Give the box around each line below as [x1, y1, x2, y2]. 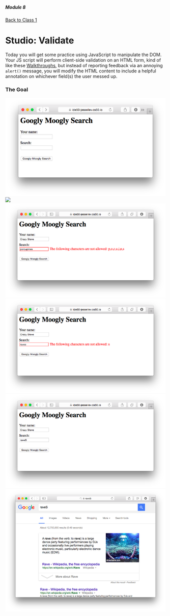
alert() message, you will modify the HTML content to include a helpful [5, 68, 157, 74]
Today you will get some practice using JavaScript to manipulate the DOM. [5, 51, 162, 58]
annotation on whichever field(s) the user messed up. [5, 73, 118, 79]
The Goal [5, 86, 29, 93]
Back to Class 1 [5, 17, 37, 23]
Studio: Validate [5, 35, 74, 46]
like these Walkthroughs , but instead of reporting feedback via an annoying [5, 62, 163, 68]
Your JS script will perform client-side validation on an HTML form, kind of [5, 57, 161, 63]
